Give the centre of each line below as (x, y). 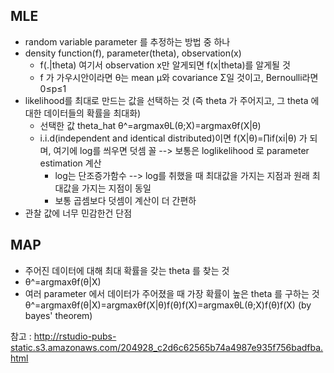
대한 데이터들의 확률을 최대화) (83, 113)
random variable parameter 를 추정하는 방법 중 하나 (127, 41)
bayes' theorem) (58, 315)
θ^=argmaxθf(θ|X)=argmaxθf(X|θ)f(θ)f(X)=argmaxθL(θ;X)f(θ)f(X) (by (168, 305)
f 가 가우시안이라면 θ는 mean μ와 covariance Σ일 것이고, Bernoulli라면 (179, 77)
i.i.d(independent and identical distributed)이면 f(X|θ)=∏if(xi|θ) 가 (173, 138)
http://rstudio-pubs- (75, 336)
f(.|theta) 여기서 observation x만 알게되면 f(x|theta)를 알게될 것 (165, 65)
